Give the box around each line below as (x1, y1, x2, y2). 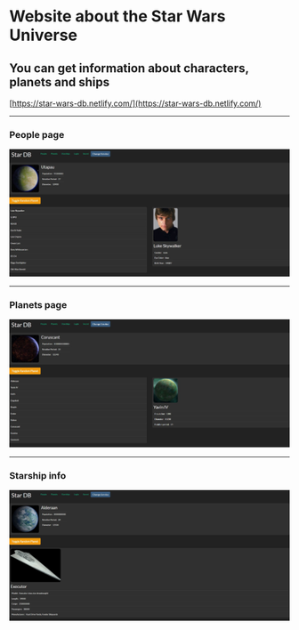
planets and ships (9, 74, 109, 90)
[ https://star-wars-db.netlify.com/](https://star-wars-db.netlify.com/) (9, 98, 262, 109)
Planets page (9, 299, 68, 311)
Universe (9, 25, 78, 45)
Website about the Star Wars (9, 6, 226, 27)
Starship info (9, 469, 67, 481)
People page (9, 128, 65, 141)
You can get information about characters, (9, 61, 249, 76)
